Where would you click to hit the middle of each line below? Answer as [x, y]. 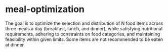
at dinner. [15, 44]
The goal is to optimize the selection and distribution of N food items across [84, 23]
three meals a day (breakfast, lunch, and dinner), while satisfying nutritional [84, 28]
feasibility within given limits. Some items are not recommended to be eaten [84, 39]
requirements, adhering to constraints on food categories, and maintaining [83, 34]
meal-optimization [45, 9]
